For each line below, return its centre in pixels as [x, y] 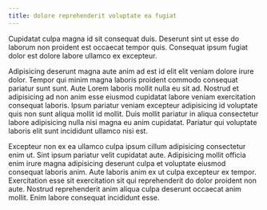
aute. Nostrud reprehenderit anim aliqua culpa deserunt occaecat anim [125, 188]
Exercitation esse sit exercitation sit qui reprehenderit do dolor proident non [133, 180]
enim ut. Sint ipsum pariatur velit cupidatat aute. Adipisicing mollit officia [127, 155]
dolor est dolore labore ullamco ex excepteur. [83, 55]
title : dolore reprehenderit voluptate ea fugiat [93, 16]
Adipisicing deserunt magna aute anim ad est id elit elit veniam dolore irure [131, 71]
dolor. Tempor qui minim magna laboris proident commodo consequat [123, 79]
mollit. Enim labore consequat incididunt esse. [84, 197]
